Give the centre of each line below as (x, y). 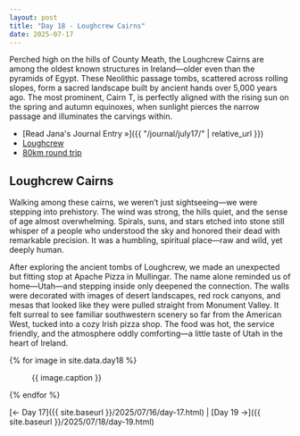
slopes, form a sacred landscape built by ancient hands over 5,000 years (143, 88)
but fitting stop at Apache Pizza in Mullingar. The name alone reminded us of (150, 277)
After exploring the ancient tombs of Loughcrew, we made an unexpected (145, 267)
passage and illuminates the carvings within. (91, 116)
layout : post (33, 17)
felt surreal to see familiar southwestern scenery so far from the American (146, 314)
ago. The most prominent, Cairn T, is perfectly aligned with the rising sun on (149, 97)
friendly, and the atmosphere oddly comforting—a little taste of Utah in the (146, 334)
